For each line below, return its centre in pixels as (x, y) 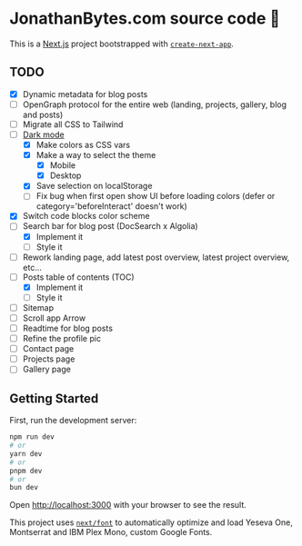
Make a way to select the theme (96, 155)
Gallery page (46, 369)
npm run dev (32, 437)
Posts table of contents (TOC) (78, 277)
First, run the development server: (73, 421)
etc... (32, 267)
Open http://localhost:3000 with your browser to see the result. (128, 505)
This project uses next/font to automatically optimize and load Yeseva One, (151, 522)
